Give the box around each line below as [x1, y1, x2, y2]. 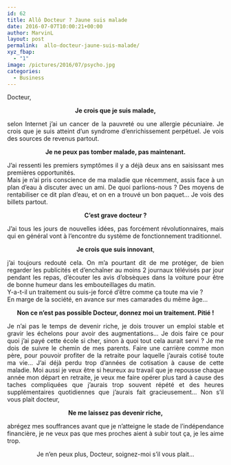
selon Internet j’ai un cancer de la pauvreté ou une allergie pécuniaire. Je [7, 120, 224, 128]
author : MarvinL [7, 29, 54, 37]
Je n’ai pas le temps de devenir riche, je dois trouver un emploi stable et [7, 322, 224, 330]
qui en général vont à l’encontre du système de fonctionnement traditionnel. [7, 232, 222, 240]
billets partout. [7, 198, 48, 206]
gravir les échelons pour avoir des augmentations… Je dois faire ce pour [7, 329, 224, 338]
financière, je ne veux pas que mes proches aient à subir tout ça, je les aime [7, 429, 224, 438]
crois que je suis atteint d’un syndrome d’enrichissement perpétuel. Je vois [7, 127, 224, 135]
